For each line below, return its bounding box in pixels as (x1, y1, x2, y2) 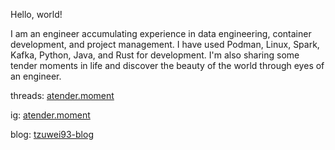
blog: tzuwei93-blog (10, 129, 94, 140)
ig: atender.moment (10, 109, 91, 121)
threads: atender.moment (10, 90, 115, 101)
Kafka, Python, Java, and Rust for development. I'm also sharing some (10, 49, 300, 61)
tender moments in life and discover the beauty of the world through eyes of (10, 60, 325, 71)
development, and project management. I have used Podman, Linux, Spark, (10, 39, 320, 50)
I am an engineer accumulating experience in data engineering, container (10, 28, 312, 39)
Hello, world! (10, 9, 63, 20)
